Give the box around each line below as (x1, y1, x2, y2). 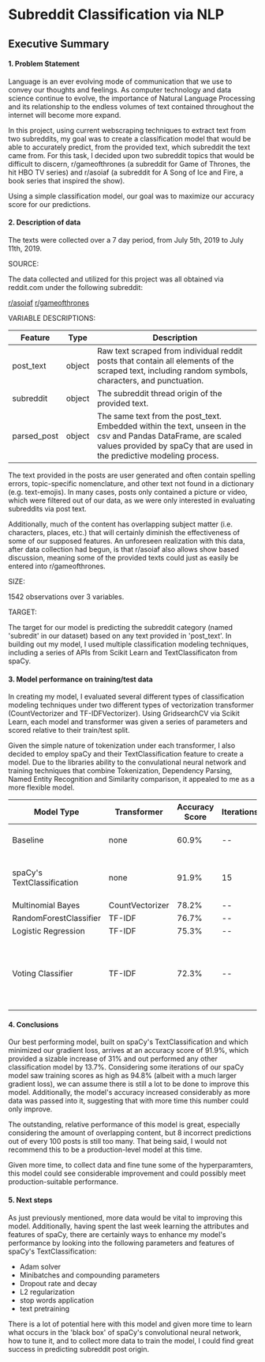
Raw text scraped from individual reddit (97, 345, 243, 357)
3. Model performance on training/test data (8, 674, 154, 684)
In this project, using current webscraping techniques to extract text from (8, 125, 246, 135)
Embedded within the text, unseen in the (97, 421, 247, 432)
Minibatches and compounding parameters (19, 1270, 160, 1280)
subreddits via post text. (8, 504, 87, 513)
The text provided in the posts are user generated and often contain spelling (8, 470, 256, 480)
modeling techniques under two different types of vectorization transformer (8, 700, 254, 710)
